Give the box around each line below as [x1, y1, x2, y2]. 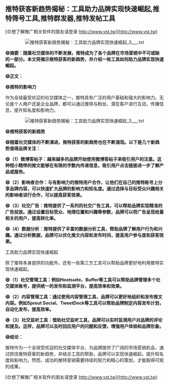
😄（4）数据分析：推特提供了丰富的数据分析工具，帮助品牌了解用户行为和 [5, 226, 158, 232]
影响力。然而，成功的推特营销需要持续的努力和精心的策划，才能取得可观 [14, 357, 164, 363]
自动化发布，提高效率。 [5, 306, 54, 312]
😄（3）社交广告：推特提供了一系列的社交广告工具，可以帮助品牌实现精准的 [5, 203, 162, 209]
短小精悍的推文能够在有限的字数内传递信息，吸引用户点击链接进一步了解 [9, 162, 159, 168]
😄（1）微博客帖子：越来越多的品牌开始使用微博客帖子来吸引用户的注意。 [5, 156, 157, 162]
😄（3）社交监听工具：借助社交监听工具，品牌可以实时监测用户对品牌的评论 [5, 317, 162, 323]
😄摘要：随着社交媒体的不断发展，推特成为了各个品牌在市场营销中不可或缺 [5, 50, 160, 56]
